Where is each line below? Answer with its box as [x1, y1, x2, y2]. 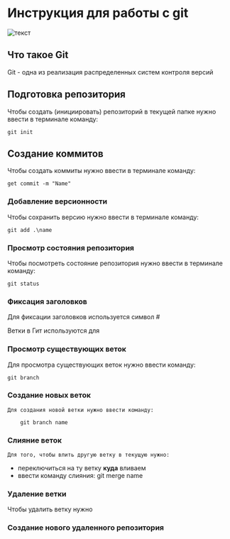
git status [7, 280, 40, 287]
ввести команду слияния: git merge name [17, 472, 143, 480]
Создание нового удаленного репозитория [7, 523, 165, 533]
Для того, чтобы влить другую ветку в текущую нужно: [7, 452, 170, 459]
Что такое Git [7, 49, 69, 61]
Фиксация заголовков [7, 296, 87, 306]
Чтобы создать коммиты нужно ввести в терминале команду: [7, 167, 196, 175]
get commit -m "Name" [7, 180, 72, 187]
